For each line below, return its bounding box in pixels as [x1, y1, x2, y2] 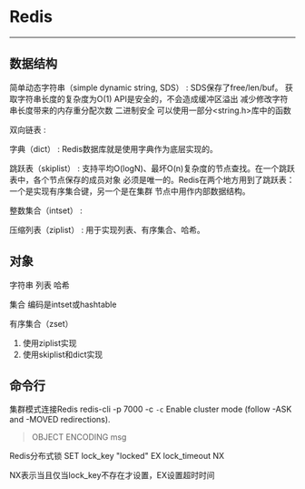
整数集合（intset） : [9, 205, 84, 216]
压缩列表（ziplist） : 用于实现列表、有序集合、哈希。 [9, 224, 206, 235]
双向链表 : [9, 124, 46, 135]
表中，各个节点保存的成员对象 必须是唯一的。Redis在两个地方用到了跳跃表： [9, 174, 295, 185]
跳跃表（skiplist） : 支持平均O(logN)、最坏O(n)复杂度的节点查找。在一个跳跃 [9, 162, 295, 174]
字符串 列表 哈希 [9, 280, 70, 290]
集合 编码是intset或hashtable [9, 299, 117, 310]
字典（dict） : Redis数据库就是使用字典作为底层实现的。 [9, 143, 218, 154]
